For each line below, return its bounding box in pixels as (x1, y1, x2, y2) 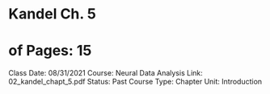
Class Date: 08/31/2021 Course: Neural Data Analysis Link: (8, 68, 204, 78)
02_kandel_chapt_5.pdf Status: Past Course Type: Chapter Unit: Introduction (8, 77, 263, 87)
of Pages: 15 (8, 42, 92, 60)
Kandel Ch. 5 (8, 5, 97, 23)
